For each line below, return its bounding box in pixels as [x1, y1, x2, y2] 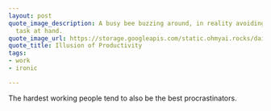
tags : [8, 49, 27, 57]
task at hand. [15, 27, 63, 35]
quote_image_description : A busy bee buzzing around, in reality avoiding [8, 19, 265, 27]
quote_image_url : [8, 34, 67, 43]
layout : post [8, 11, 52, 20]
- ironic [8, 64, 38, 72]
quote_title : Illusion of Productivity [8, 42, 143, 50]
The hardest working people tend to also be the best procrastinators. [8, 93, 237, 103]
